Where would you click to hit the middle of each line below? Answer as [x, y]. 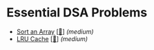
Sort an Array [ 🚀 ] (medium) [55, 32]
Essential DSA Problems [77, 13]
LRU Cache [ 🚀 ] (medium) [52, 38]
